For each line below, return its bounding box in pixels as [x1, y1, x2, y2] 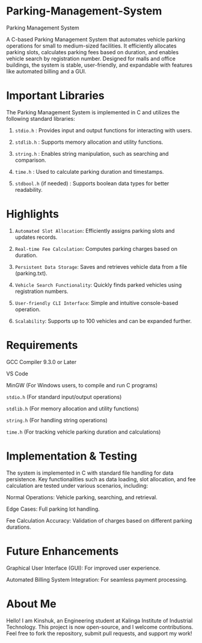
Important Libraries [6, 89, 105, 103]
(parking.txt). [14, 269, 48, 277]
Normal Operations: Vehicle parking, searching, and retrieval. [6, 493, 158, 500]
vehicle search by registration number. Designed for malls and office [6, 55, 176, 62]
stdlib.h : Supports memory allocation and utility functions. [14, 138, 164, 146]
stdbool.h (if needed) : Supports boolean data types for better [14, 179, 170, 187]
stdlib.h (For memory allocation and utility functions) [6, 405, 139, 412]
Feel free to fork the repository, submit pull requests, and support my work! [6, 630, 192, 637]
